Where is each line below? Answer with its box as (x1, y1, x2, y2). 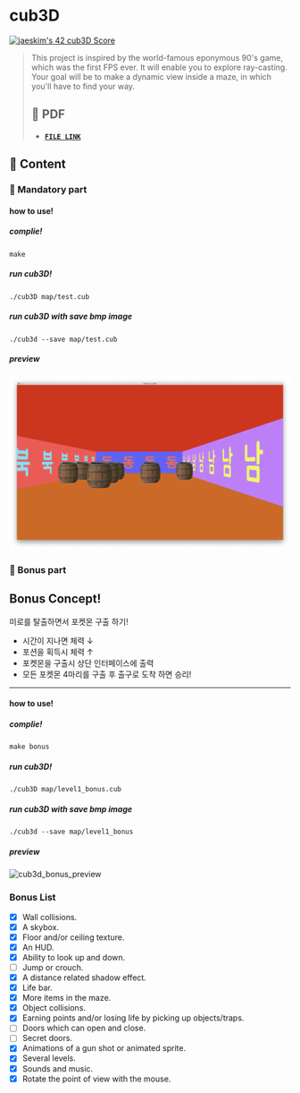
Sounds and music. (21, 1063, 94, 1074)
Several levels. (21, 1053, 76, 1063)
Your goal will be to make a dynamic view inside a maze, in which (30, 71, 272, 81)
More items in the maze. (21, 993, 112, 1003)
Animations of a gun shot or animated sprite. (21, 1043, 186, 1054)
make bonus (9, 742, 50, 752)
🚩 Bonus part (9, 564, 67, 576)
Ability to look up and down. (21, 952, 126, 962)
